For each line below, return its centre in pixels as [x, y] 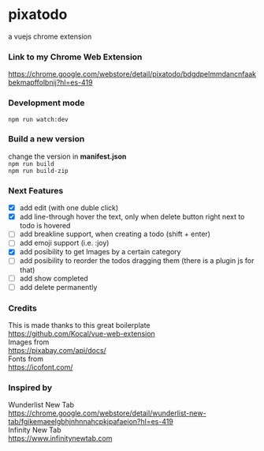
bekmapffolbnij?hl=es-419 [50, 83]
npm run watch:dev [38, 119]
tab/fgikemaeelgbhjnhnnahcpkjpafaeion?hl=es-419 [91, 422]
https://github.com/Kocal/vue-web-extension [82, 333]
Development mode [46, 103]
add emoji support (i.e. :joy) [64, 243]
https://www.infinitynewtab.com [60, 438]
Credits [22, 308]
